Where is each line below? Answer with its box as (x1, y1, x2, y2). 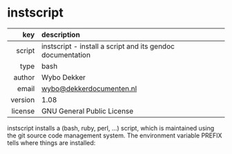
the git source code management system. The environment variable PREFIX (7, 131, 222, 139)
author (13, 73, 35, 82)
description (41, 30, 81, 39)
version (10, 95, 35, 104)
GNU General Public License (41, 106, 134, 115)
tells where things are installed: (7, 138, 96, 146)
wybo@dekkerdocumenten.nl (41, 84, 137, 93)
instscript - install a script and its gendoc (41, 41, 175, 51)
